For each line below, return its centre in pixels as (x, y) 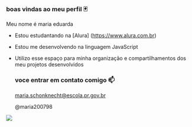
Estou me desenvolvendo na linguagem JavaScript (76, 47)
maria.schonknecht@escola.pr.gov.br (60, 95)
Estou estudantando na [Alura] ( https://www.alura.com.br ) (85, 36)
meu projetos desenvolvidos (49, 65)
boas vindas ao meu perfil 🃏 (47, 9)
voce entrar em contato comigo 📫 (65, 80)
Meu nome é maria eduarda (40, 24)
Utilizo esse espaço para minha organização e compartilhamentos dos (100, 58)
